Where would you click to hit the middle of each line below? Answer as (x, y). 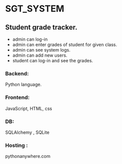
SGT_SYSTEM (35, 9)
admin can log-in (30, 39)
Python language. (23, 85)
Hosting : (17, 145)
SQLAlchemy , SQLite (27, 132)
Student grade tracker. (41, 27)
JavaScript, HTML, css (29, 108)
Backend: (17, 73)
